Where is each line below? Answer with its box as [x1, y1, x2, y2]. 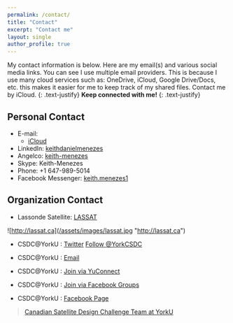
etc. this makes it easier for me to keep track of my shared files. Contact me [7, 83, 226, 92]
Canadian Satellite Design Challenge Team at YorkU [24, 308, 174, 316]
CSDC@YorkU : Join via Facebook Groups [17, 280, 140, 289]
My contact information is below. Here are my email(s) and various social [7, 61, 218, 69]
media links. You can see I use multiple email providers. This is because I [7, 69, 218, 77]
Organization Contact [7, 194, 104, 206]
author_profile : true [7, 41, 71, 48]
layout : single [7, 34, 52, 41]
